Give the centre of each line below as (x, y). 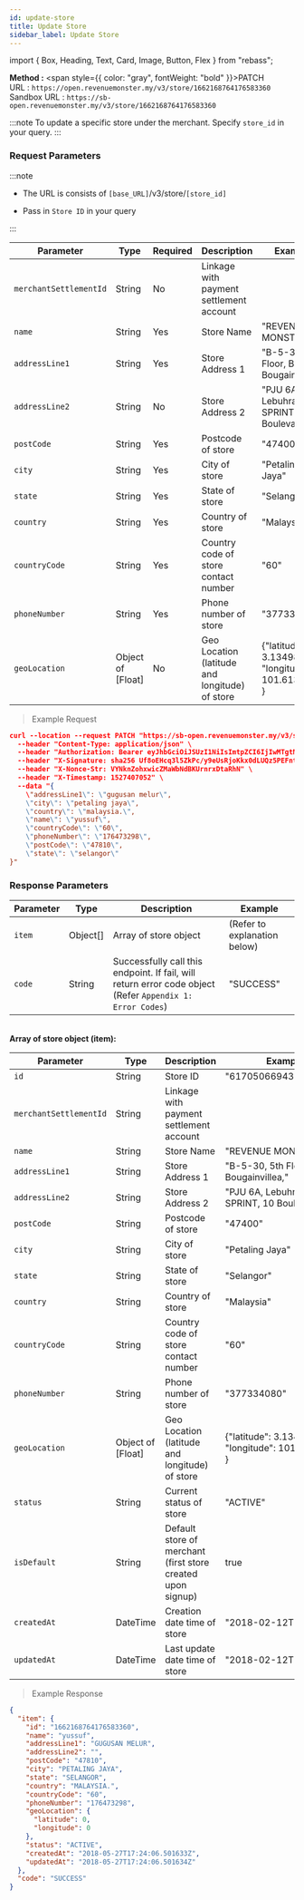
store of (181, 1539)
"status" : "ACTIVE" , (64, 1845)
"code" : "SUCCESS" (52, 1879)
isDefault (35, 1562)
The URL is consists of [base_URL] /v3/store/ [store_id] (124, 193)
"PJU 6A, (244, 1191)
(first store (187, 1562)
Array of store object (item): (63, 1038)
